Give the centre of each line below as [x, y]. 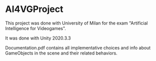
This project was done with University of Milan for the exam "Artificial [76, 23]
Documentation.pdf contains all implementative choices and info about [78, 47]
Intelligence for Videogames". [36, 28]
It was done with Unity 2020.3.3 [38, 38]
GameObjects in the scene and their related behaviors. [61, 53]
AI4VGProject [34, 9]
